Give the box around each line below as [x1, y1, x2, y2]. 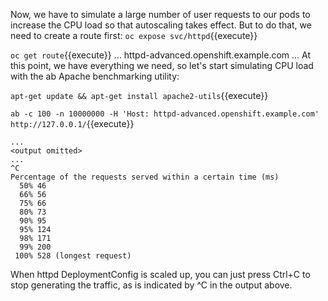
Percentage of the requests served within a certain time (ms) [10, 172, 280, 182]
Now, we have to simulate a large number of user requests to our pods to [10, 9, 311, 20]
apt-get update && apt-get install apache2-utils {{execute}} [10, 90, 269, 101]
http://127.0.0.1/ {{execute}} [10, 118, 135, 129]
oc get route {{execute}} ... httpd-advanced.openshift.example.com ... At [10, 49, 312, 61]
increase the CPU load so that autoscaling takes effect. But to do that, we [10, 19, 312, 31]
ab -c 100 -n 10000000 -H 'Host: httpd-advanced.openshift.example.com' [10, 109, 320, 119]
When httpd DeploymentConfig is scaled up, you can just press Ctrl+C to [10, 269, 311, 280]
